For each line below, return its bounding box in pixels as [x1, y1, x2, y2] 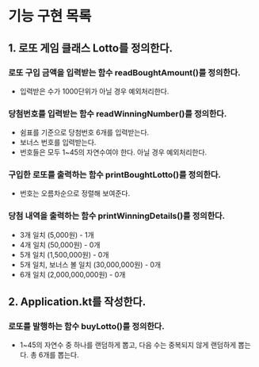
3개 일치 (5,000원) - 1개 [19, 230, 95, 239]
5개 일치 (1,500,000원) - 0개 [19, 250, 109, 259]
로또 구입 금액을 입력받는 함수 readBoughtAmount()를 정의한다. [8, 67, 242, 78]
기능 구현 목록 [8, 7, 92, 25]
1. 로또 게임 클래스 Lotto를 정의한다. [8, 41, 173, 55]
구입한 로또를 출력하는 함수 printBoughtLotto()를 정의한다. [8, 170, 222, 181]
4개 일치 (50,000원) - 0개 [19, 239, 101, 250]
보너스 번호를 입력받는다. [19, 138, 97, 147]
